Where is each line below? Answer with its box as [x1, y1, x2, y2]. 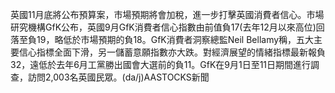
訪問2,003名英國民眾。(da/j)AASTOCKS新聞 [27, 71, 210, 83]
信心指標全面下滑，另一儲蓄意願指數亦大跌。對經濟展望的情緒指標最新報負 [18, 46, 326, 58]
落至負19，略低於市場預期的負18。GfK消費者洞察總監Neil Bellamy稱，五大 [10, 34, 315, 45]
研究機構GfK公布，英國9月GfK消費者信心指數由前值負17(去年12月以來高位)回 [10, 21, 325, 33]
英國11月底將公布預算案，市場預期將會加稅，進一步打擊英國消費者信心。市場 [10, 9, 325, 20]
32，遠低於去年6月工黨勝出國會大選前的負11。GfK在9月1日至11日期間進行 [10, 59, 312, 70]
